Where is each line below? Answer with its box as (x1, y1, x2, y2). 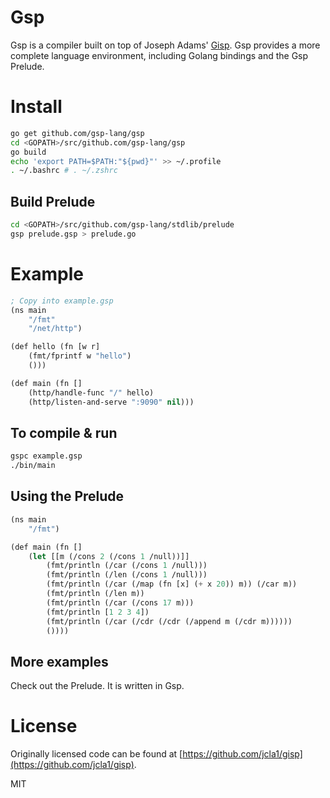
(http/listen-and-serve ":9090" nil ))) (28, 397, 195, 407)
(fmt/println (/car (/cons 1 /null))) (46, 561, 208, 571)
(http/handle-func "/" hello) (28, 387, 155, 398)
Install (10, 96, 63, 118)
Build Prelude (10, 193, 96, 210)
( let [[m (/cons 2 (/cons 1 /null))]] (28, 551, 190, 561)
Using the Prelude (10, 488, 125, 505)
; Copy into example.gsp (10, 296, 114, 306)
